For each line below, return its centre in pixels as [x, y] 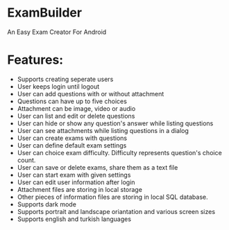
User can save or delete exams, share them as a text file [97, 167]
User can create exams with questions [72, 138]
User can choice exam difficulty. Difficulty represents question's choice [119, 152]
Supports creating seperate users [65, 79]
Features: [35, 60]
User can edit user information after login [76, 182]
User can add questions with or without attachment [91, 94]
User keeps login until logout [58, 86]
